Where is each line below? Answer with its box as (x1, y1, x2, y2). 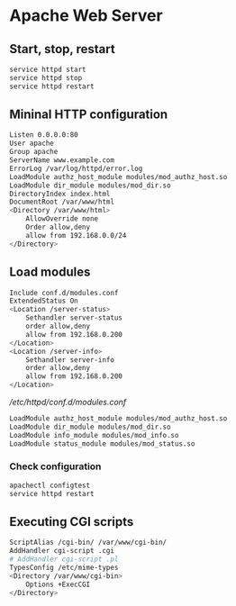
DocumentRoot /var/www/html (9, 197, 115, 207)
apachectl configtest (9, 481, 91, 490)
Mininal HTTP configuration (9, 107, 168, 122)
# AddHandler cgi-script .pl (9, 555, 119, 564)
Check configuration (9, 460, 102, 473)
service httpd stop (9, 73, 83, 82)
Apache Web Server (9, 5, 164, 26)
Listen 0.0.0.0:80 (9, 131, 78, 140)
